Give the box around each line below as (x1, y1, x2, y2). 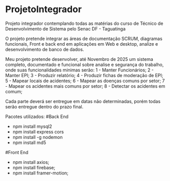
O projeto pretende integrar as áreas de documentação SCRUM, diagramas (5, 35, 162, 42)
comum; (5, 88, 23, 94)
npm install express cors (12, 128, 64, 135)
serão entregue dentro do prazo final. (5, 103, 84, 110)
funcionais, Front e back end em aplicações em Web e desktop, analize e (5, 41, 158, 47)
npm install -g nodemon (12, 134, 63, 140)
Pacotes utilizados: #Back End (5, 113, 69, 120)
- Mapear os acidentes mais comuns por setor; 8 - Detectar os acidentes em (5, 83, 166, 89)
